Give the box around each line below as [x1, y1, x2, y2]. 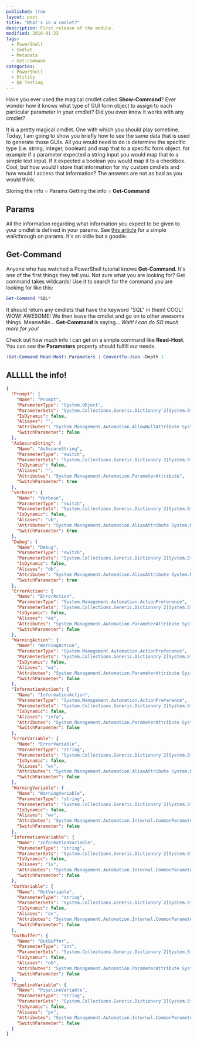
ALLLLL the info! [6, 370, 67, 380]
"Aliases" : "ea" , [16, 615, 59, 621]
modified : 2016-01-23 [6, 31, 59, 36]
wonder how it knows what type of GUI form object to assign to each [6, 102, 172, 109]
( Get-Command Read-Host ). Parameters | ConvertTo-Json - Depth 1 [6, 354, 164, 359]
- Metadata [11, 52, 38, 58]
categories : [6, 63, 35, 69]
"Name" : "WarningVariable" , [16, 790, 85, 796]
